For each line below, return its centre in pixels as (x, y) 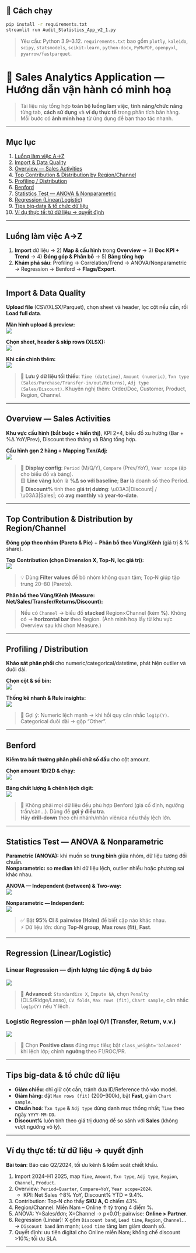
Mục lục (21, 142)
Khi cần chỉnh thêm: (31, 359)
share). (15, 549)
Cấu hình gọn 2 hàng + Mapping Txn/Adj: (57, 450)
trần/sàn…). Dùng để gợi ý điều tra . (63, 812)
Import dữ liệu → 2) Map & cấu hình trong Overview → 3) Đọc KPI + (97, 250)
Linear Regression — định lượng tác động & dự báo (79, 970)
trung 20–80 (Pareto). (46, 584)
